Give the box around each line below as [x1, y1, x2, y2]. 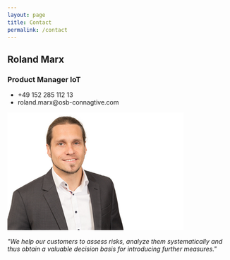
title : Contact [7, 18, 52, 26]
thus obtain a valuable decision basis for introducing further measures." [7, 244, 217, 253]
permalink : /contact [7, 26, 68, 33]
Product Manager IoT [7, 74, 81, 84]
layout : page [7, 11, 46, 18]
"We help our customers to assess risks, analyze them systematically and [7, 237, 223, 245]
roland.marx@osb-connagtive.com [17, 98, 119, 107]
